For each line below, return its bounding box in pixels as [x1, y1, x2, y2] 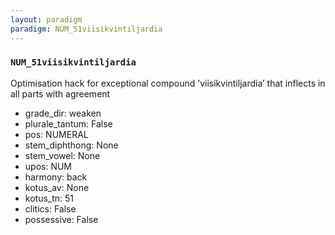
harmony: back [24, 171, 88, 183]
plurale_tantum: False [24, 117, 113, 130]
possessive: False [24, 213, 99, 225]
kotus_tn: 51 [24, 192, 75, 204]
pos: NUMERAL [24, 128, 89, 140]
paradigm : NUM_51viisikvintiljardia [10, 24, 163, 34]
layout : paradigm [10, 14, 83, 25]
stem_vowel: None [24, 149, 101, 161]
